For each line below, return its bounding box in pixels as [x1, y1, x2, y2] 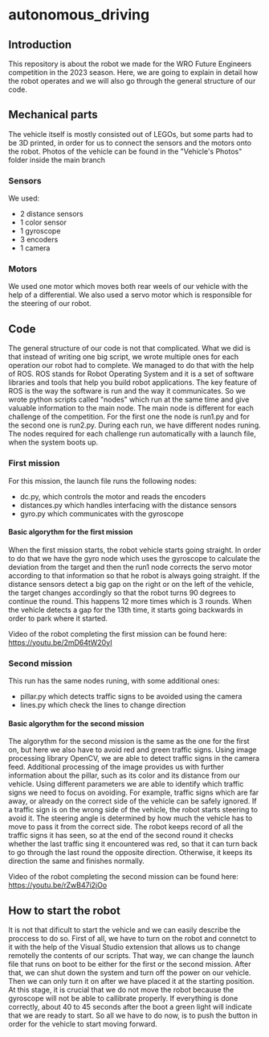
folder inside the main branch [8, 155, 106, 164]
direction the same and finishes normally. [8, 856, 145, 866]
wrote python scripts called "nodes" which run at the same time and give [8, 395, 250, 404]
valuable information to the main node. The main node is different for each [8, 403, 255, 413]
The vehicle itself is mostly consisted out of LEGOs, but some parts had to [8, 129, 254, 138]
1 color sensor [19, 217, 67, 227]
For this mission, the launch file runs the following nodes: [8, 476, 198, 485]
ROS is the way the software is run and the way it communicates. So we [8, 386, 247, 396]
